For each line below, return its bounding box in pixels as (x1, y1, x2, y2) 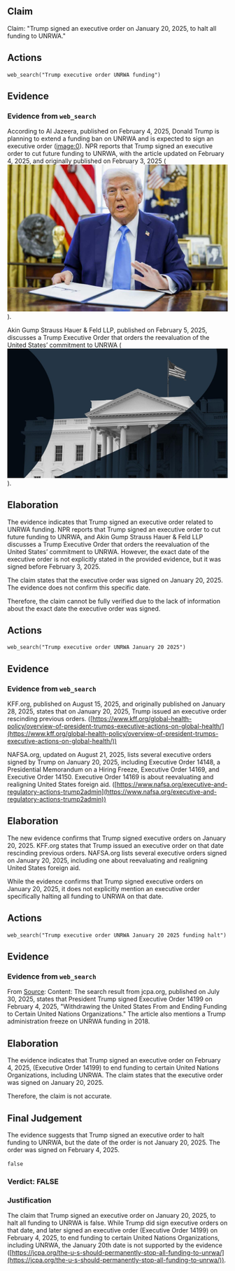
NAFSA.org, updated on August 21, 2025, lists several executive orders (7, 751, 212, 759)
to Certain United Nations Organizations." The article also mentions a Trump (7, 1010, 226, 1018)
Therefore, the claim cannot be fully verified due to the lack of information (7, 597, 220, 605)
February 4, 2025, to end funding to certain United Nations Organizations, (7, 1234, 220, 1242)
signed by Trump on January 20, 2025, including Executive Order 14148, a (7, 758, 220, 767)
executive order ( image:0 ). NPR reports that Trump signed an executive (7, 142, 213, 150)
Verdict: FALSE (7, 1177, 59, 1186)
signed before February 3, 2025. (7, 562, 101, 571)
